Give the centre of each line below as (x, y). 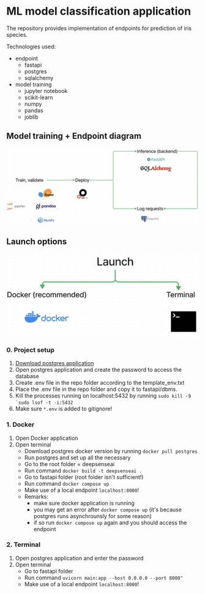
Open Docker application (47, 438)
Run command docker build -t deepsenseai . (83, 470)
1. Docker (20, 425)
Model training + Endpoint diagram (74, 136)
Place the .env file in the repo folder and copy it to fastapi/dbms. (96, 389)
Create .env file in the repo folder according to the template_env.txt (100, 383)
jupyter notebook (46, 91)
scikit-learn (39, 97)
